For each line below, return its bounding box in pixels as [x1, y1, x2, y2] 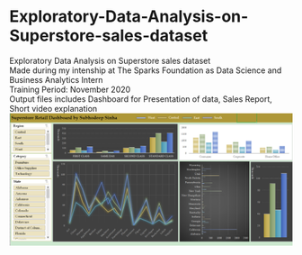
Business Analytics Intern [9, 74, 103, 85]
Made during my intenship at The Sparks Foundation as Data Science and [9, 65, 282, 76]
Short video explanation [9, 103, 98, 114]
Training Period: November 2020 [9, 84, 131, 95]
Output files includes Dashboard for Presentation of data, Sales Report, [9, 93, 272, 105]
